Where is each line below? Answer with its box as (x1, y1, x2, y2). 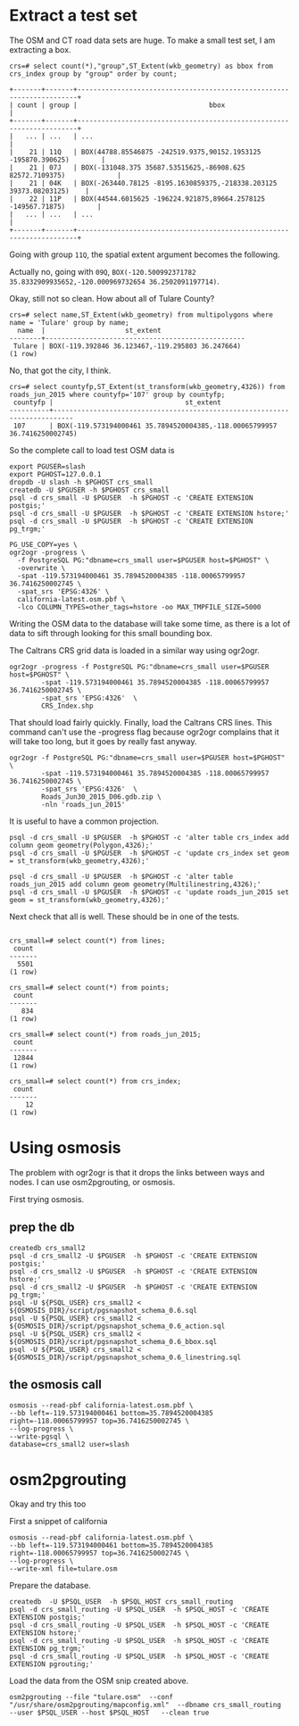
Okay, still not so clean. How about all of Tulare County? (9, 293, 215, 303)
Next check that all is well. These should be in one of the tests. (9, 911, 240, 922)
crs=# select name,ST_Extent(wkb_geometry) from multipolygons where (9, 310, 274, 319)
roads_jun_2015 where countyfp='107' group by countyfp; (9, 390, 226, 399)
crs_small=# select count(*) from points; (9, 983, 170, 992)
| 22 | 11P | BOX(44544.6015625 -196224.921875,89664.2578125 (9, 194, 266, 203)
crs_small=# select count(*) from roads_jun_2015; (9, 1030, 202, 1039)
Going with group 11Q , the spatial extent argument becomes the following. (9, 249, 280, 260)
